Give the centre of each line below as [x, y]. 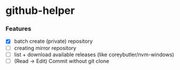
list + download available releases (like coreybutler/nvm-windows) [94, 54]
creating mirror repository [45, 48]
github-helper [40, 11]
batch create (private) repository [53, 41]
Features [18, 29]
